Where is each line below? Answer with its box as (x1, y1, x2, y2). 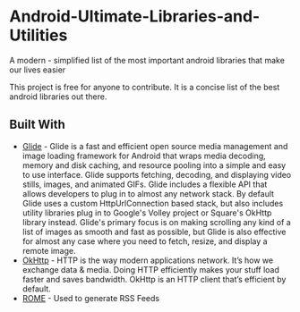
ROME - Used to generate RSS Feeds (21, 292, 159, 303)
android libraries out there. (9, 91, 107, 102)
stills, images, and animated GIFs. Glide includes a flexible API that (21, 179, 268, 190)
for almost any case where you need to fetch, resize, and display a (21, 235, 268, 247)
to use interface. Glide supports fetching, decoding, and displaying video (21, 169, 292, 180)
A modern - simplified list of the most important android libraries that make (9, 55, 285, 65)
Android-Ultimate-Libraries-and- (9, 6, 261, 27)
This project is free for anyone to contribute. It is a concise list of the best (9, 81, 280, 92)
